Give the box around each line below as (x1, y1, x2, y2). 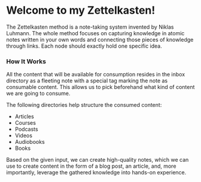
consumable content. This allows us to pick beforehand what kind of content (6, 84, 195, 91)
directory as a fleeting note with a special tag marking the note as (6, 77, 168, 84)
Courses (14, 119, 36, 127)
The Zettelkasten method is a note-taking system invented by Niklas (6, 23, 174, 30)
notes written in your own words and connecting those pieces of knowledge (6, 36, 194, 43)
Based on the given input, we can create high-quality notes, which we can (6, 156, 189, 164)
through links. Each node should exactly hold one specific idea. (6, 42, 163, 50)
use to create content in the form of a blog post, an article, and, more (6, 162, 176, 170)
